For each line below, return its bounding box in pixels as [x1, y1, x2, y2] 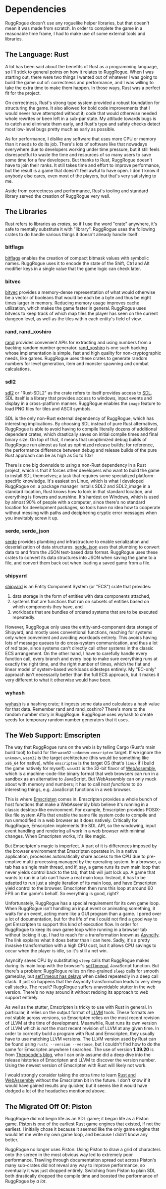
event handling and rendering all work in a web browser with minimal [5, 828, 146, 834]
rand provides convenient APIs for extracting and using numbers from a [5, 340, 152, 346]
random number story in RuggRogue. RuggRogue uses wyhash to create [5, 711, 153, 717]
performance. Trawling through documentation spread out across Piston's [5, 1157, 157, 1163]
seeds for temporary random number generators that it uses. [5, 716, 129, 723]
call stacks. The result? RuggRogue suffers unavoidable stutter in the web [5, 984, 156, 990]
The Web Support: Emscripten [5, 731, 101, 740]
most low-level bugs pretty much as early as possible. [5, 126, 115, 132]
